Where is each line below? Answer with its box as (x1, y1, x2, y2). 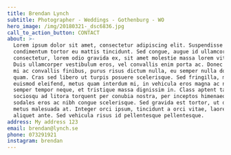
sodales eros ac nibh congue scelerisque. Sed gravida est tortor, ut (13, 99, 220, 106)
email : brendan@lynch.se (7, 125, 78, 132)
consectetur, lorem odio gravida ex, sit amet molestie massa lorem (13, 55, 214, 62)
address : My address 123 (7, 118, 78, 126)
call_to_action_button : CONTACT (7, 29, 100, 36)
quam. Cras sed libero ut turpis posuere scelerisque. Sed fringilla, (13, 73, 220, 81)
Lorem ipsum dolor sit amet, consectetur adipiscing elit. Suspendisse (13, 42, 223, 49)
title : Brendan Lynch (7, 10, 69, 17)
